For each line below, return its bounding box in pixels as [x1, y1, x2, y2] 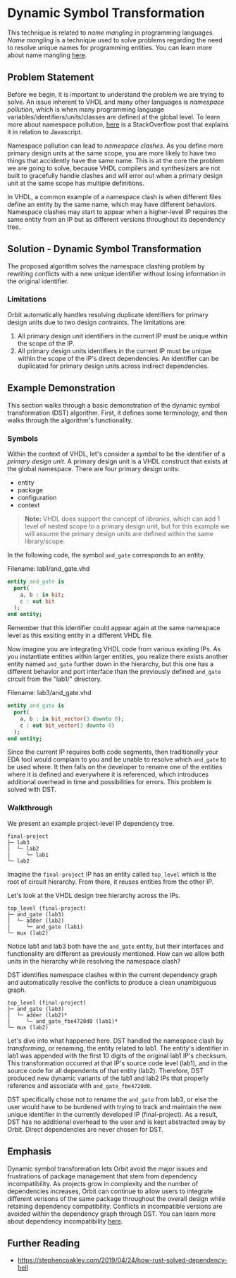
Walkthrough [7, 803, 53, 813]
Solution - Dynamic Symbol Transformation [7, 243, 202, 255]
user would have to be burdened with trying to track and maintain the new [7, 1102, 222, 1111]
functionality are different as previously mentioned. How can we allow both [7, 949, 225, 958]
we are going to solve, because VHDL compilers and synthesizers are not [7, 164, 221, 172]
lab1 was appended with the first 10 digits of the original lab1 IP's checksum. [7, 1051, 228, 1060]
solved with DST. [7, 786, 56, 794]
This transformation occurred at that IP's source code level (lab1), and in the [7, 1058, 228, 1067]
